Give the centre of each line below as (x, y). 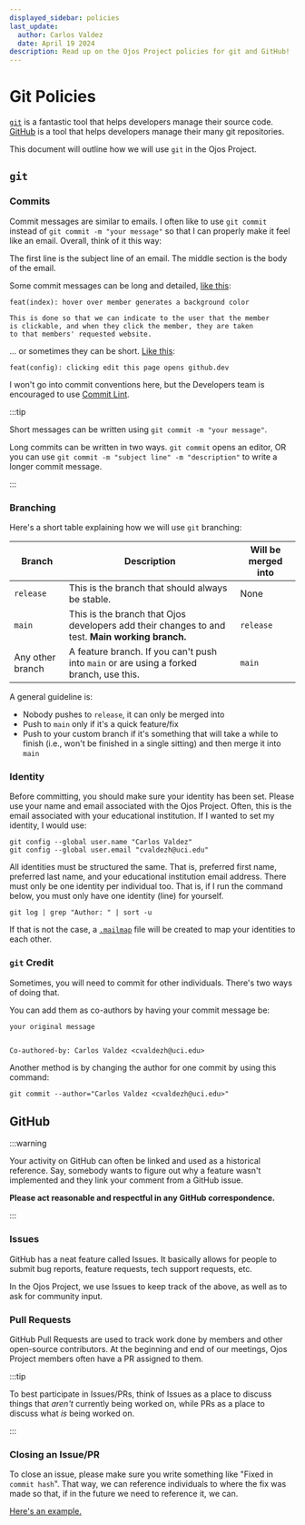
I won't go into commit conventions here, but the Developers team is (137, 384)
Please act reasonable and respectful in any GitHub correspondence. (142, 1198)
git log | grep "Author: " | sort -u (81, 913)
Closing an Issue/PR (54, 1454)
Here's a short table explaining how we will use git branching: (126, 528)
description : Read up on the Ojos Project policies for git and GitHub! (150, 52)
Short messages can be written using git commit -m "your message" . (138, 429)
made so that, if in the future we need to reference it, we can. (124, 1494)
